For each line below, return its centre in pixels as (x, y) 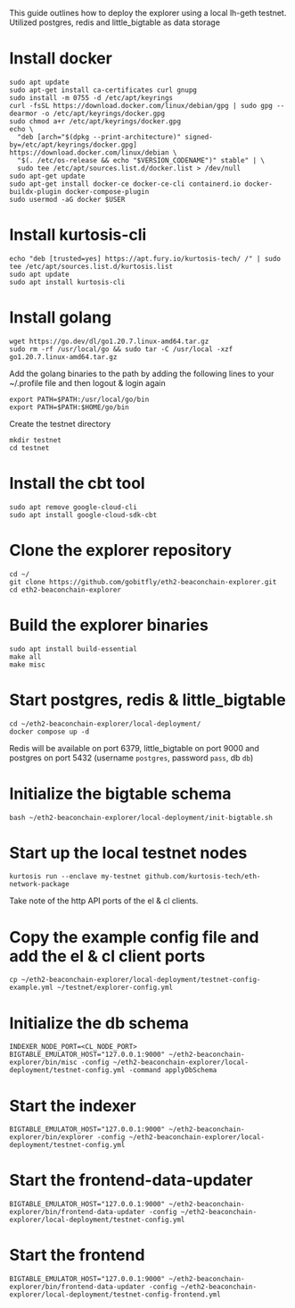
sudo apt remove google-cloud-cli (74, 507)
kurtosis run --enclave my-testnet (75, 876)
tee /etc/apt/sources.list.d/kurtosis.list (91, 266)
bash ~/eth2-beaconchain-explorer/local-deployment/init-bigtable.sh (141, 817)
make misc (28, 665)
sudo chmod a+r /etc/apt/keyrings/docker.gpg (95, 121)
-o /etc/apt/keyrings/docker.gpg (103, 113)
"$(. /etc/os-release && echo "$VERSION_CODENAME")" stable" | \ (141, 160)
